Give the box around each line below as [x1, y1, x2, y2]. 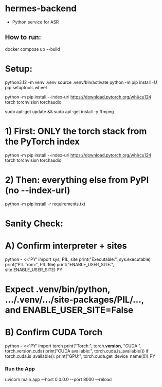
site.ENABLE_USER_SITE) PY [5, 267, 63, 272]
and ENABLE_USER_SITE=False [5, 304, 134, 315]
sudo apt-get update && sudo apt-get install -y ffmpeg [5, 108, 114, 115]
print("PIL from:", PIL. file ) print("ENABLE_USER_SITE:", [5, 261, 114, 267]
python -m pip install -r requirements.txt [5, 201, 86, 207]
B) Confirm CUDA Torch [5, 327, 103, 338]
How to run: [5, 33, 41, 41]
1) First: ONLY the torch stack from [5, 125, 147, 136]
